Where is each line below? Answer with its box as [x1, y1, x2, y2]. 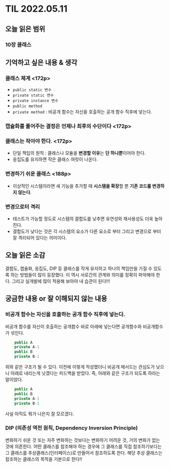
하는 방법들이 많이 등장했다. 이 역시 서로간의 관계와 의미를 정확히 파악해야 [10, 272, 155, 278]
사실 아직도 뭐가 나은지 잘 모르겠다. [5, 411, 74, 417]
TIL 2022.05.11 [5, 3, 67, 15]
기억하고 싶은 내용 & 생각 [5, 58, 77, 66]
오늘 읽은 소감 [5, 251, 46, 259]
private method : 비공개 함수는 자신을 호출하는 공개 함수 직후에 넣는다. [12, 109, 152, 115]
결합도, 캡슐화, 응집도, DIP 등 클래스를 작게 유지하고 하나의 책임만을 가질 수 [5, 265, 153, 272]
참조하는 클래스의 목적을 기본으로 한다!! [5, 456, 82, 462]
